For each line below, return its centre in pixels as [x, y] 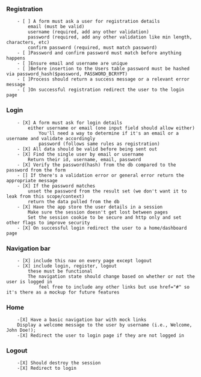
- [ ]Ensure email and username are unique [73, 64]
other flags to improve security [48, 222]
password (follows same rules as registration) [99, 144]
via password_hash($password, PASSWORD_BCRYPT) [67, 74]
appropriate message [32, 180]
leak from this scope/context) [45, 196]
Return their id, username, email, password [85, 159]
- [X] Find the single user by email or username [81, 154]
